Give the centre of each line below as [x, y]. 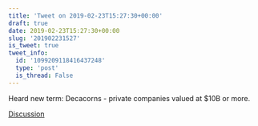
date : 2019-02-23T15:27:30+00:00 [64, 30]
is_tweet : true [34, 46]
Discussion [26, 114]
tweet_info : [28, 53]
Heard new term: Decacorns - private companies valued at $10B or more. [129, 98]
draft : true [28, 23]
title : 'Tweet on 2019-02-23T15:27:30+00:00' [85, 16]
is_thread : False [44, 75]
